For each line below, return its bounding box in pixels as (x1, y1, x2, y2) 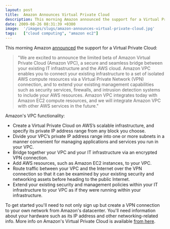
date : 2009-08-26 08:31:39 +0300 (5, 21, 76, 27)
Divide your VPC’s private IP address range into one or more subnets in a (12, 133, 165, 139)
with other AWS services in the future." (17, 103, 99, 109)
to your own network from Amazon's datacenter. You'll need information (5, 208, 156, 213)
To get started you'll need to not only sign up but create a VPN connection (5, 202, 160, 208)
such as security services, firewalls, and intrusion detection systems (17, 87, 160, 93)
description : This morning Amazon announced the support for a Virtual (5, 17, 159, 22)
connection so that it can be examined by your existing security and (12, 171, 154, 177)
